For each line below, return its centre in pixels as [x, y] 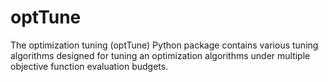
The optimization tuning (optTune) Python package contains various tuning [164, 45]
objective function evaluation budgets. [89, 66]
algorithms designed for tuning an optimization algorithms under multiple [160, 55]
